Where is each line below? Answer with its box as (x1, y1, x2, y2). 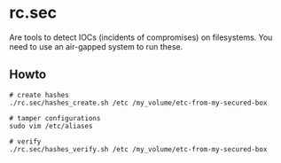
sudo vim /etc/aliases (9, 121, 93, 130)
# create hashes (9, 90, 69, 99)
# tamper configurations (9, 113, 101, 122)
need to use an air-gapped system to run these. (9, 41, 183, 51)
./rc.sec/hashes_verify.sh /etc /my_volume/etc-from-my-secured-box (9, 144, 268, 153)
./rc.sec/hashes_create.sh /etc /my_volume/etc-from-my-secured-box (9, 98, 268, 107)
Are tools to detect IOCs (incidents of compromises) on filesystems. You (9, 32, 273, 43)
